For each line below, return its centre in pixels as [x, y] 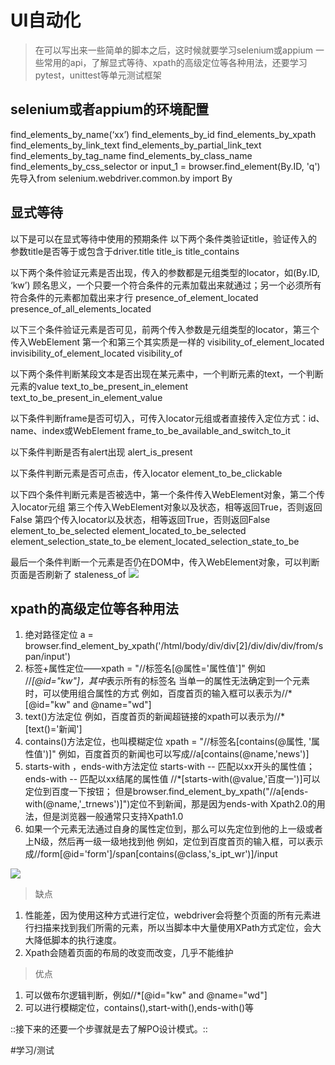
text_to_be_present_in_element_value [86, 397]
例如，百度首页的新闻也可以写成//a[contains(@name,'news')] [184, 754]
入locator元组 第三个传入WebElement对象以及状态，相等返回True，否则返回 [166, 507]
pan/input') [48, 657]
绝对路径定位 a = [59, 635]
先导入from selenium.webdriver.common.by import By [121, 178]
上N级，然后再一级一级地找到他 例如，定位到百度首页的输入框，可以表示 [174, 842]
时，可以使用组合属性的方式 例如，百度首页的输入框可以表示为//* [158, 693]
